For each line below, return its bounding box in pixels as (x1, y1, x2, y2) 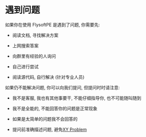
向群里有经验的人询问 (12, 53, 56, 59)
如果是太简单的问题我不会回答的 (12, 116, 78, 122)
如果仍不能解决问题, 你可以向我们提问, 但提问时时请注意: (5, 84, 120, 90)
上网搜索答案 (12, 42, 39, 48)
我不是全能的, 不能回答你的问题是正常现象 (12, 105, 97, 111)
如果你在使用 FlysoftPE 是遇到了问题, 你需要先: (5, 22, 100, 28)
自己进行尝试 (12, 64, 39, 69)
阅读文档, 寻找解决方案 (12, 32, 58, 38)
